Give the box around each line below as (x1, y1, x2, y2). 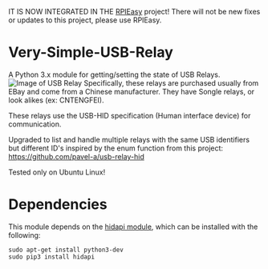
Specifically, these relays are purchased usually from (83, 78, 259, 87)
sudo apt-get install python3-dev (8, 246, 124, 254)
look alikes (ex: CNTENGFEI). (8, 95, 104, 105)
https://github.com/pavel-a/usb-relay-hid (8, 151, 144, 161)
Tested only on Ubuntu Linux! (8, 167, 106, 177)
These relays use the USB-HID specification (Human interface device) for (8, 110, 251, 120)
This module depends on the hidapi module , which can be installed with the (8, 222, 258, 231)
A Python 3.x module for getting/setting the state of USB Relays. (8, 70, 221, 79)
